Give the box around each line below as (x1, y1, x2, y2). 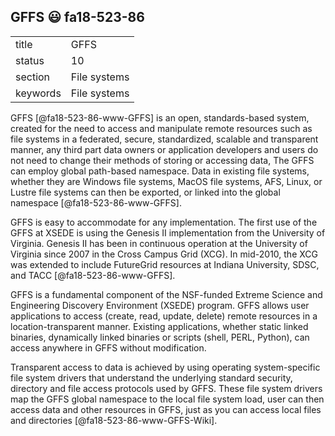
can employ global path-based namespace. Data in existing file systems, (10, 165, 310, 177)
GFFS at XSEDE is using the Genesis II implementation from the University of (10, 226, 326, 239)
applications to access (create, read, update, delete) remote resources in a (10, 310, 318, 322)
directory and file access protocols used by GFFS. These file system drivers (10, 382, 323, 394)
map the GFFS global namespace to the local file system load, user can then (10, 393, 325, 405)
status (15, 53, 45, 67)
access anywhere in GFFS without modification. (10, 341, 207, 354)
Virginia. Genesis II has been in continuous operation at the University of (10, 237, 308, 249)
